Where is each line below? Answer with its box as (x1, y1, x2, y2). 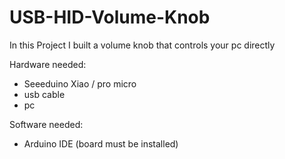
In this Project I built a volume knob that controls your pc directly (9, 39, 276, 51)
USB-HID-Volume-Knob (9, 6, 211, 29)
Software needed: (9, 118, 84, 130)
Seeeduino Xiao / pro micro (23, 77, 137, 90)
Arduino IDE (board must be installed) (23, 137, 179, 150)
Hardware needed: (9, 58, 87, 70)
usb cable (23, 88, 66, 100)
